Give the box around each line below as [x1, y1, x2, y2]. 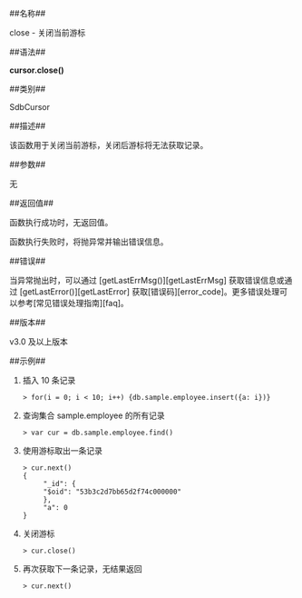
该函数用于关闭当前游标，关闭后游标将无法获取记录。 [9, 140, 209, 150]
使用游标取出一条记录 [22, 445, 102, 456]
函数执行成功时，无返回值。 [9, 217, 113, 227]
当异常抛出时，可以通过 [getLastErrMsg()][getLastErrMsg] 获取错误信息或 [9, 275, 285, 285]
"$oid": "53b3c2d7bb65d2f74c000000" [43, 487, 181, 496]
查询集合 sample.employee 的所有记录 [22, 410, 165, 421]
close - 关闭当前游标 [9, 27, 86, 38]
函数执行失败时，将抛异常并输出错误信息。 [9, 236, 169, 247]
